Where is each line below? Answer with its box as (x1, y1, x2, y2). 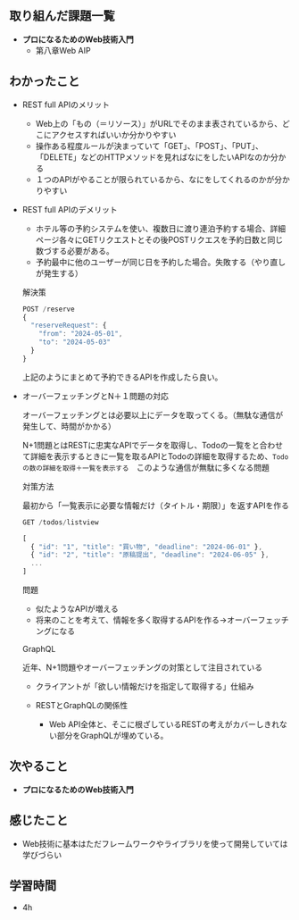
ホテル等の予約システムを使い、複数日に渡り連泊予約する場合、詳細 (35, 222, 287, 234)
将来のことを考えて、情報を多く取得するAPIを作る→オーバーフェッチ (35, 615, 289, 625)
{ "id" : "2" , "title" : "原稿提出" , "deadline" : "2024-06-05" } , (30, 550, 270, 560)
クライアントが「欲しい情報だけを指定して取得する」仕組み (35, 682, 254, 691)
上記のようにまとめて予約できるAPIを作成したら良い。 (21, 372, 223, 382)
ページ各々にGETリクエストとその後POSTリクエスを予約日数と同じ (35, 234, 284, 245)
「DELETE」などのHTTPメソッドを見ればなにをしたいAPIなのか (35, 151, 270, 163)
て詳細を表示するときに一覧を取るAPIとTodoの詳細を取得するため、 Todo (21, 450, 289, 462)
